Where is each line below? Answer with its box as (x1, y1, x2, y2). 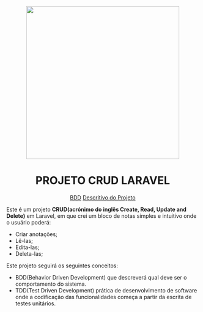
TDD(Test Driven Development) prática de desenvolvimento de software (15, 286, 197, 294)
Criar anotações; (15, 230, 58, 238)
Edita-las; (15, 243, 40, 251)
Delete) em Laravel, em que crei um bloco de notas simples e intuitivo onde (6, 212, 197, 220)
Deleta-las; (15, 250, 43, 257)
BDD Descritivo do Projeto (70, 193, 136, 201)
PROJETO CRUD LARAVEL (35, 174, 170, 188)
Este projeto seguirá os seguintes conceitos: (6, 262, 118, 269)
